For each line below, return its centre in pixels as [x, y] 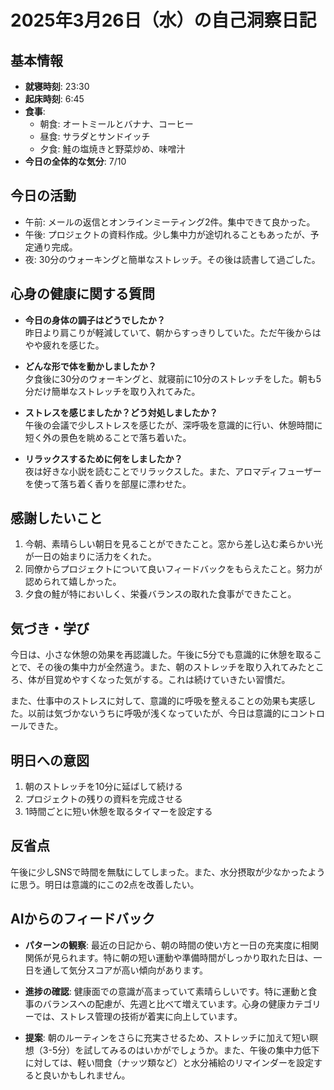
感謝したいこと [56, 518]
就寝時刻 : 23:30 [57, 86]
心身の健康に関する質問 [82, 294]
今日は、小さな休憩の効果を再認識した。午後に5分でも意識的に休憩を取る [162, 655]
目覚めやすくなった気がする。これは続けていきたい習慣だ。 [167, 680]
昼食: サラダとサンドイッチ [95, 136]
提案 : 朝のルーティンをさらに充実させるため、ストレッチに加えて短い [167, 1037]
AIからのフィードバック [83, 919]
